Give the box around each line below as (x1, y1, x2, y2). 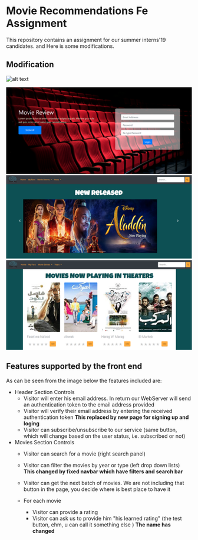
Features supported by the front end (6, 362, 143, 372)
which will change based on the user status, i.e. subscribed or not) (23, 432, 186, 440)
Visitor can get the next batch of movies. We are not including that (23, 479, 184, 486)
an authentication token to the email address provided (23, 401, 155, 408)
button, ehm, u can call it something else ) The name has (32, 521, 171, 528)
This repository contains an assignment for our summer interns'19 (6, 36, 166, 43)
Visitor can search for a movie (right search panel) (23, 450, 146, 457)
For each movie (23, 497, 62, 504)
